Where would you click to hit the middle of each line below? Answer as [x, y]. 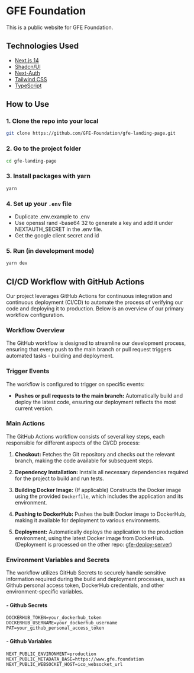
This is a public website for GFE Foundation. [60, 27]
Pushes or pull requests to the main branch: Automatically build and [99, 395]
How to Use [28, 104]
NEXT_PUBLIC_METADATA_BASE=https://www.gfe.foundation [75, 659]
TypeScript [28, 85]
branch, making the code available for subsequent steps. [84, 461]
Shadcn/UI [28, 66]
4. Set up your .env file [39, 204]
